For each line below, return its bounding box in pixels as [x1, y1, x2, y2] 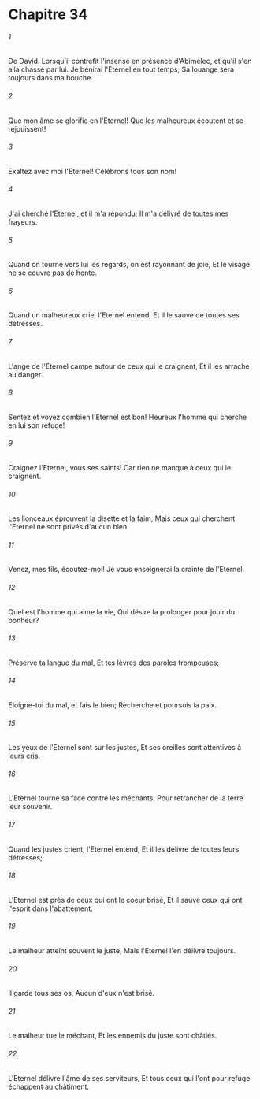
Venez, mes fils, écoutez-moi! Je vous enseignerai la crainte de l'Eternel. [8, 565, 245, 574]
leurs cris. [8, 751, 41, 761]
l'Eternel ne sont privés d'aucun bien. [8, 522, 130, 532]
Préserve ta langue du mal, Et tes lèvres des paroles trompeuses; [8, 658, 220, 667]
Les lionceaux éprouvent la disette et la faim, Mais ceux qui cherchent [8, 514, 236, 523]
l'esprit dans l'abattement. [8, 904, 93, 913]
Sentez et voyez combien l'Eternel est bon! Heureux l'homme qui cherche [8, 412, 247, 421]
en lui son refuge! [8, 420, 65, 430]
